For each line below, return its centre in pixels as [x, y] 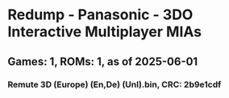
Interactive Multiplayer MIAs [105, 32]
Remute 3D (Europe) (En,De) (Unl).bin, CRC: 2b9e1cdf [114, 84]
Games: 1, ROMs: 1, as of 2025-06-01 [103, 61]
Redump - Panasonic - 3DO [100, 15]
